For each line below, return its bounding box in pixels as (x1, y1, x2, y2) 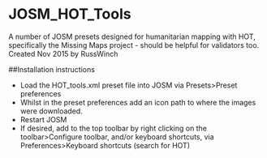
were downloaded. (19, 106, 83, 116)
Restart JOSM (19, 114, 67, 124)
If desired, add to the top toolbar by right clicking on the (19, 123, 207, 133)
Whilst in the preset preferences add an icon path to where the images (19, 97, 256, 107)
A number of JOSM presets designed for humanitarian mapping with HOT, (8, 32, 256, 41)
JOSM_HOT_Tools (8, 5, 131, 23)
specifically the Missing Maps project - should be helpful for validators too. (8, 40, 260, 49)
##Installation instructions (8, 64, 96, 74)
